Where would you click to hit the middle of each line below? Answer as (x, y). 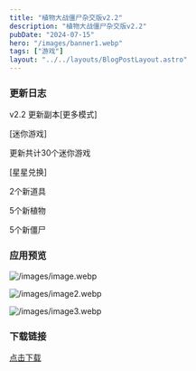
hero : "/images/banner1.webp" (66, 43)
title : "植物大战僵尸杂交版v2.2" (66, 18)
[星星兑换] (28, 172)
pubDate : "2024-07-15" (52, 34)
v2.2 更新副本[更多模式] (53, 115)
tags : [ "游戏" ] (37, 52)
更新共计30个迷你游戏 (50, 153)
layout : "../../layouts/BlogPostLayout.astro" (98, 60)
